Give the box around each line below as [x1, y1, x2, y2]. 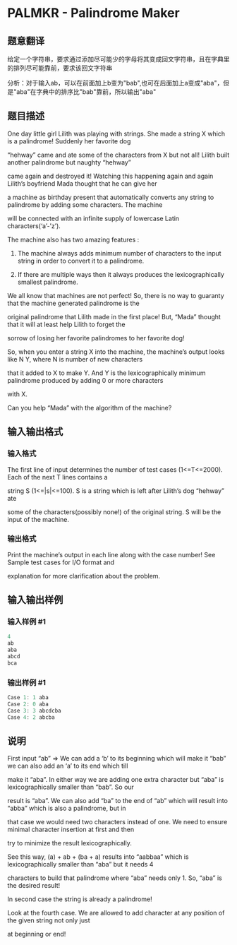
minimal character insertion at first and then [7, 825, 135, 834]
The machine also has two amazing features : [7, 235, 140, 244]
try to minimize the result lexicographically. [7, 839, 132, 848]
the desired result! [7, 881, 61, 890]
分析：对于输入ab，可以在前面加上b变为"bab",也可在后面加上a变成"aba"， [7, 79, 224, 87]
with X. [7, 390, 28, 398]
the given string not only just [7, 916, 90, 925]
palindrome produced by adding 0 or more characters [7, 376, 164, 384]
